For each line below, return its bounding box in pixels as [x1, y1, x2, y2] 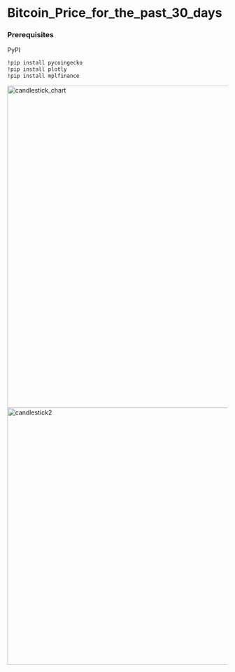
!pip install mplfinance [7, 72, 80, 80]
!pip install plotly [7, 66, 68, 73]
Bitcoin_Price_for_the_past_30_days [7, 5, 222, 21]
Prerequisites [7, 30, 54, 40]
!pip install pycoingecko [7, 60, 83, 67]
